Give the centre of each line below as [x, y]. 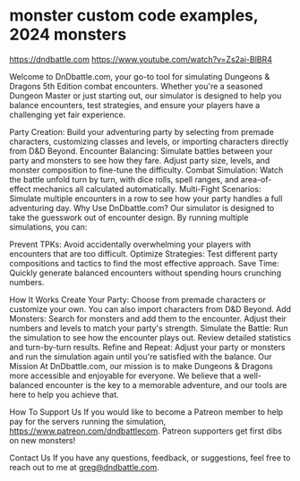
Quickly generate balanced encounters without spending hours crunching [146, 273]
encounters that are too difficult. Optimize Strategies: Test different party [144, 253]
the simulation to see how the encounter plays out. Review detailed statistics [150, 337]
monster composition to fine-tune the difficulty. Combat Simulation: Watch [146, 170]
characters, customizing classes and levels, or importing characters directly [149, 141]
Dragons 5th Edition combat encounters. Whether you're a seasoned [136, 86]
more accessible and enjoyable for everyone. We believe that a [125, 376]
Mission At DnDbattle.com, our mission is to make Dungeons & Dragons [141, 366]
